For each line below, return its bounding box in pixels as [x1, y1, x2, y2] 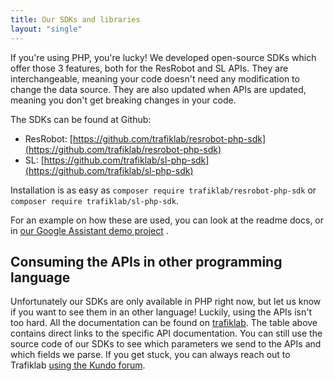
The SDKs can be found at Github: [10, 113, 152, 125]
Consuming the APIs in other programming [10, 253, 283, 270]
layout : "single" [10, 24, 83, 34]
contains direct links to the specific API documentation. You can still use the [10, 327, 323, 340]
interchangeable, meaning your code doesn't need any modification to [10, 72, 300, 85]
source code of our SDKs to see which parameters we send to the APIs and [10, 338, 322, 350]
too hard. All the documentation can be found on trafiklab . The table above [10, 317, 318, 329]
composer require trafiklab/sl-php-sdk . [10, 194, 179, 206]
